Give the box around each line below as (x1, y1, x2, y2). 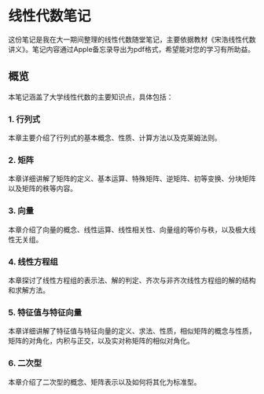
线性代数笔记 (8, 7, 92, 25)
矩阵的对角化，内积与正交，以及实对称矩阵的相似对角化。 (8, 336, 194, 346)
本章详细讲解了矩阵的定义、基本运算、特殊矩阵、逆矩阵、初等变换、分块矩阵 (8, 174, 256, 183)
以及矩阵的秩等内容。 (8, 184, 77, 193)
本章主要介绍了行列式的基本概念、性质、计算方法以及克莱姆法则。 (8, 133, 222, 142)
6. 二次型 (8, 358, 42, 369)
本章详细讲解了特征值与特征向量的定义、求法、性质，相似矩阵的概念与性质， (8, 326, 256, 336)
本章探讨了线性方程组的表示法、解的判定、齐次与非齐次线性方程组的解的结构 (8, 275, 256, 285)
